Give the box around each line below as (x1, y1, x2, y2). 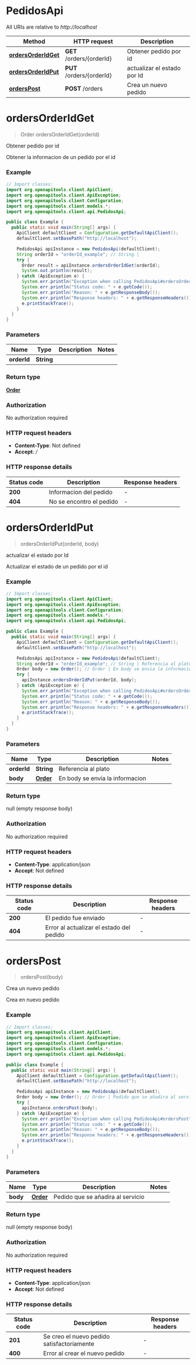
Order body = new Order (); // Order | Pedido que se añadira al (16, 1094, 176, 1100)
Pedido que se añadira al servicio (53, 1193, 145, 1201)
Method (23, 37, 45, 45)
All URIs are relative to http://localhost (6, 23, 97, 30)
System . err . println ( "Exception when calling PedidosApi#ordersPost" (21, 1116, 192, 1122)
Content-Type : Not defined (14, 442, 80, 449)
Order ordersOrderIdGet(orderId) (20, 130, 100, 138)
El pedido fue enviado (45, 914, 105, 922)
